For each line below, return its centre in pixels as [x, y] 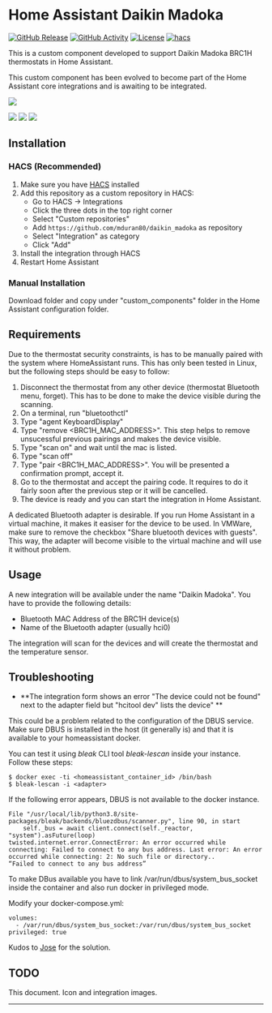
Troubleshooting [51, 677]
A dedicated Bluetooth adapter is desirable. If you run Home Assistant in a [132, 515]
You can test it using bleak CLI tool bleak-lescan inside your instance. [125, 754]
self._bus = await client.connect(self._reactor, [108, 829]
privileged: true [38, 933]
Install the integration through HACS [80, 253]
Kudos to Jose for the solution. [59, 947]
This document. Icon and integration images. [83, 993]
